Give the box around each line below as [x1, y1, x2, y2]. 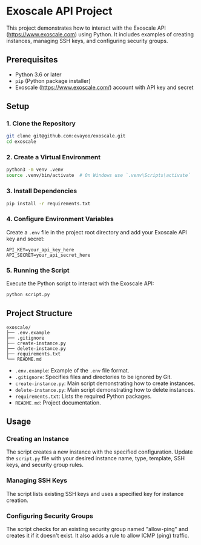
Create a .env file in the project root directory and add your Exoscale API [6, 228, 188, 236]
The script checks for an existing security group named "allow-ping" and [6, 525, 188, 532]
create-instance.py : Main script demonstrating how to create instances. [15, 380, 196, 387]
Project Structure [6, 308, 73, 319]
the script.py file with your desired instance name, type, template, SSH [6, 455, 185, 462]
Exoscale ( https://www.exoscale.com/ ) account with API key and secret [15, 84, 194, 91]
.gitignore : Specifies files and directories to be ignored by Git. [15, 373, 173, 380]
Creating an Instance [6, 435, 70, 443]
